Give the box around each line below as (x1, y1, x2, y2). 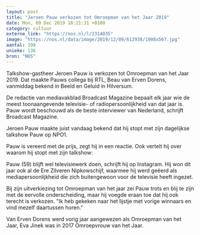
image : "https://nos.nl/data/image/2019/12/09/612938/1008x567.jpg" (6, 36, 180, 42)
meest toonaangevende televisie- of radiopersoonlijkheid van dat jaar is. (6, 100, 184, 108)
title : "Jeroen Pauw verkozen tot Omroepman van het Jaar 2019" (6, 14, 170, 20)
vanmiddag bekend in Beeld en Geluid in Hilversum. (6, 82, 133, 90)
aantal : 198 (6, 42, 36, 48)
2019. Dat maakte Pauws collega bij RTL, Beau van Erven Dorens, (6, 76, 167, 83)
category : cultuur (6, 25, 52, 32)
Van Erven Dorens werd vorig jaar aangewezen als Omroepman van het (6, 215, 182, 222)
